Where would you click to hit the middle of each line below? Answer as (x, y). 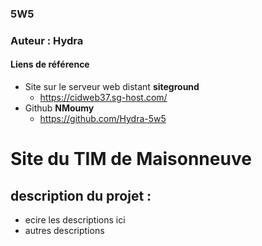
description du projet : (81, 195)
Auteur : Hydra (47, 40)
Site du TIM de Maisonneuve (131, 159)
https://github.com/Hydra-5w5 (103, 119)
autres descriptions (64, 231)
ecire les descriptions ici (75, 220)
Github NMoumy (59, 108)
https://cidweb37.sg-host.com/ (103, 98)
